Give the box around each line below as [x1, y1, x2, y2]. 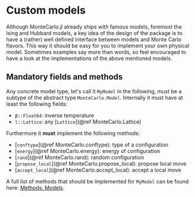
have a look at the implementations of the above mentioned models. [6, 55, 172, 62]
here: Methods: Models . [6, 184, 65, 191]
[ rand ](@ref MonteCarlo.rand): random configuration [14, 154, 144, 161]
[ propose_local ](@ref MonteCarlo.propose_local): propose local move [14, 160, 187, 167]
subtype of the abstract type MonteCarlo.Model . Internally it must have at [6, 94, 183, 101]
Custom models [6, 4, 86, 17]
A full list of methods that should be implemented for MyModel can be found [6, 177, 189, 185]
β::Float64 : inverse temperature [14, 112, 95, 119]
